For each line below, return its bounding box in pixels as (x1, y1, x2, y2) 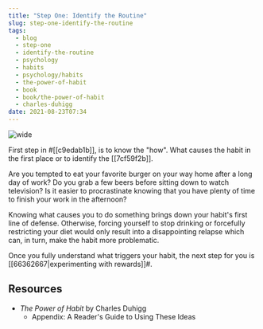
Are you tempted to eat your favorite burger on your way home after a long (8, 169, 253, 178)
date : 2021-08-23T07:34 (8, 108, 87, 116)
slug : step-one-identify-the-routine (8, 19, 133, 27)
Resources (8, 282, 63, 296)
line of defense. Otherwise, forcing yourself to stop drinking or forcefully (8, 218, 246, 228)
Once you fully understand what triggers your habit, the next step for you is (8, 251, 255, 260)
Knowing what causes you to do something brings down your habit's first (8, 210, 248, 219)
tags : (8, 26, 26, 34)
